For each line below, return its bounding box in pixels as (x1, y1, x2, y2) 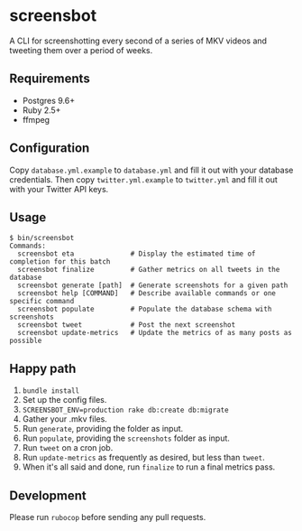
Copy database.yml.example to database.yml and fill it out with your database (9, 164, 294, 175)
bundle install (22, 387, 80, 396)
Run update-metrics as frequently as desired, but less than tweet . (22, 452, 266, 463)
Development (9, 488, 87, 503)
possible (9, 336, 42, 346)
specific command (9, 297, 75, 306)
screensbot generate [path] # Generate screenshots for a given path (17, 281, 288, 290)
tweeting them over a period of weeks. (9, 44, 153, 55)
